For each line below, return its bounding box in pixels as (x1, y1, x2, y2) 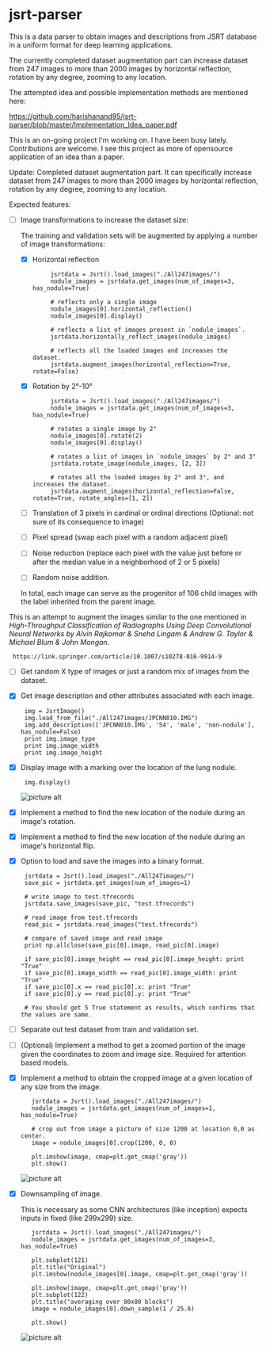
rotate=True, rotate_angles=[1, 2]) (32, 494, 154, 502)
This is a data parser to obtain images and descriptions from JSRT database (9, 32, 257, 41)
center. (20, 1131, 46, 1140)
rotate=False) (32, 368, 79, 376)
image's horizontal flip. (20, 841, 96, 850)
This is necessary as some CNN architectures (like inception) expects (20, 1205, 248, 1214)
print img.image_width (24, 742, 100, 749)
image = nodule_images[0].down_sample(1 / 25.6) (31, 1305, 195, 1313)
